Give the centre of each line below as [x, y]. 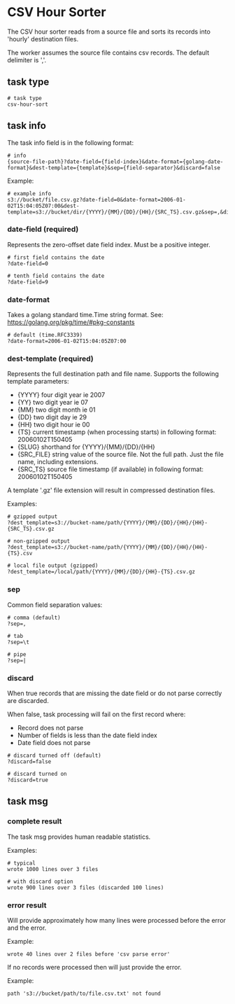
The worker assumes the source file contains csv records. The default [108, 53]
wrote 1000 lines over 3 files [53, 869]
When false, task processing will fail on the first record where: [97, 714]
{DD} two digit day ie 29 [52, 417]
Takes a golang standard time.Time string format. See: [85, 315]
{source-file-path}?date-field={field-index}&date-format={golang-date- [115, 162]
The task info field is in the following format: [71, 142]
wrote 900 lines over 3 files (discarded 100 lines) [86, 887]
